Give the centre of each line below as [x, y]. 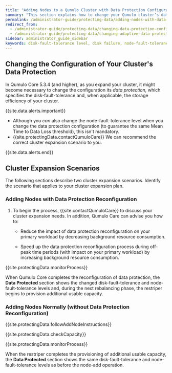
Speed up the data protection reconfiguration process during [85, 247]
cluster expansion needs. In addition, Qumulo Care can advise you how [88, 216]
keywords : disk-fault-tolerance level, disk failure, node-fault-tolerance [88, 43]
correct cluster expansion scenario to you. [57, 142]
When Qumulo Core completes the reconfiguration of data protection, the [83, 277]
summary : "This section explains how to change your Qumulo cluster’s [82, 15]
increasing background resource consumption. [70, 257]
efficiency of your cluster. [32, 101]
